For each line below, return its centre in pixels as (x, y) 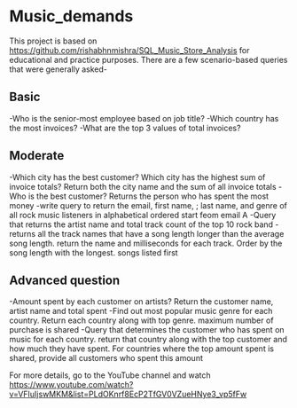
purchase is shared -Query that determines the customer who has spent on (147, 330)
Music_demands (71, 16)
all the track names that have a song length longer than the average (161, 233)
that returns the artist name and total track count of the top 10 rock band (141, 224)
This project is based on (53, 41)
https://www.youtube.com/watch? (71, 385)
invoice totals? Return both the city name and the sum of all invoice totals (143, 186)
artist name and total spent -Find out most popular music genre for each (141, 311)
